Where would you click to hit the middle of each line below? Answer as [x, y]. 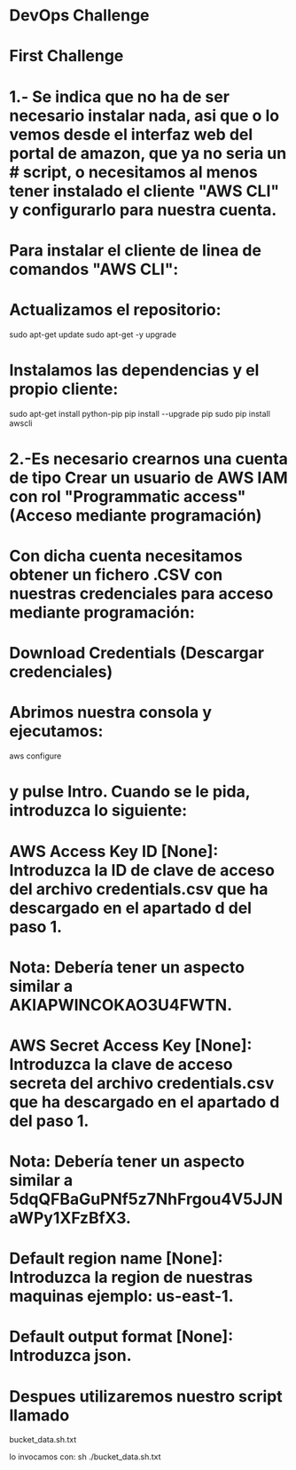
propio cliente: [64, 389]
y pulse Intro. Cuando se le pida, [130, 792]
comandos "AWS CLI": [94, 269]
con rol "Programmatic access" [128, 496]
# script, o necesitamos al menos [134, 172]
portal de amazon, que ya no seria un [148, 153]
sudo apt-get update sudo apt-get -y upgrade [93, 334]
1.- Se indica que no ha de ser [120, 96]
